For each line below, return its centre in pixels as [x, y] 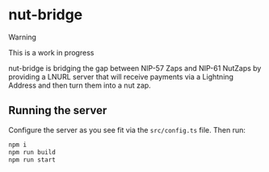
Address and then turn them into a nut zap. [80, 85]
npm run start [32, 160]
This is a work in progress [51, 52]
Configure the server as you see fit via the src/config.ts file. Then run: [127, 129]
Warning [22, 37]
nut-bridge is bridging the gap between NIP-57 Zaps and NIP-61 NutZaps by [135, 68]
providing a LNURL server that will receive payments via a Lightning [121, 76]
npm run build [32, 152]
